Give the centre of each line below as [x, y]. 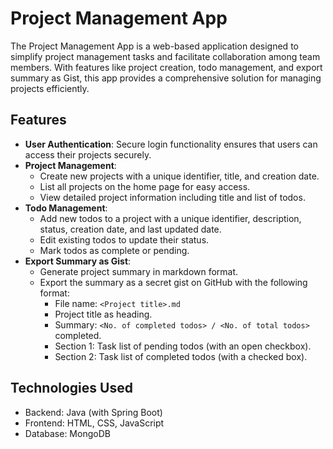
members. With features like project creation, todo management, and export [166, 67]
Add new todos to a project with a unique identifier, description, [170, 218]
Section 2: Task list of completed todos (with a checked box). [181, 356]
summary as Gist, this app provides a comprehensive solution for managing [166, 78]
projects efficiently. [50, 88]
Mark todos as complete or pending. [114, 250]
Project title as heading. [103, 314]
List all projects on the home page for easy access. [145, 186]
